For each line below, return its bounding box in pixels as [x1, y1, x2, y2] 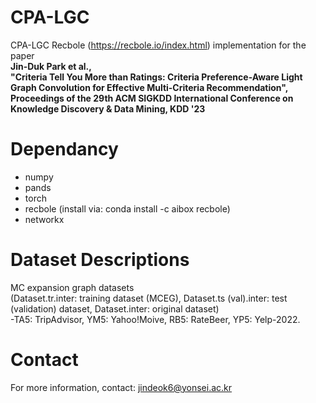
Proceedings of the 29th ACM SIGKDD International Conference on [10, 92, 294, 104]
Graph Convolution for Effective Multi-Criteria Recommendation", [10, 81, 289, 93]
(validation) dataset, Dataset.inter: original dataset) [10, 302, 220, 315]
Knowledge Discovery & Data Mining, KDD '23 [10, 102, 206, 115]
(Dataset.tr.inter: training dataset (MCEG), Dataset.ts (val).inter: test [10, 292, 288, 304]
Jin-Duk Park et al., [10, 60, 92, 72]
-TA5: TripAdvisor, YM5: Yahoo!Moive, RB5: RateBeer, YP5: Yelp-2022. [10, 313, 301, 325]
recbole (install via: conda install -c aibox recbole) [24, 202, 231, 215]
